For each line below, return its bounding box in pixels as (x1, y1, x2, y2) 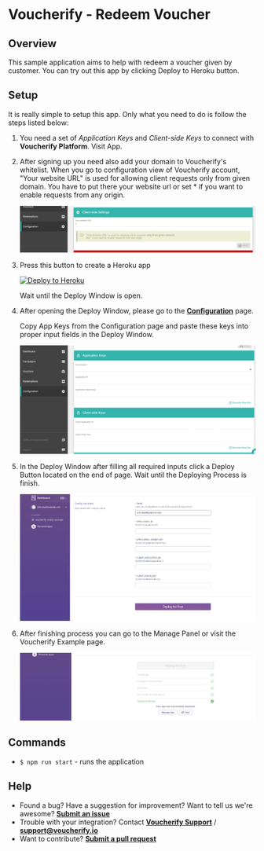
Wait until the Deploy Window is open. (19, 291, 143, 300)
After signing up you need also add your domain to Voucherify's (19, 156, 227, 166)
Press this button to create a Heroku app (19, 261, 151, 270)
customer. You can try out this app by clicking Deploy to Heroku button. (8, 66, 240, 75)
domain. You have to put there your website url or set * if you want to (19, 182, 244, 191)
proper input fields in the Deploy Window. (19, 330, 155, 339)
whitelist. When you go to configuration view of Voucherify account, (19, 165, 240, 174)
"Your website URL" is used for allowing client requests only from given (19, 173, 251, 182)
